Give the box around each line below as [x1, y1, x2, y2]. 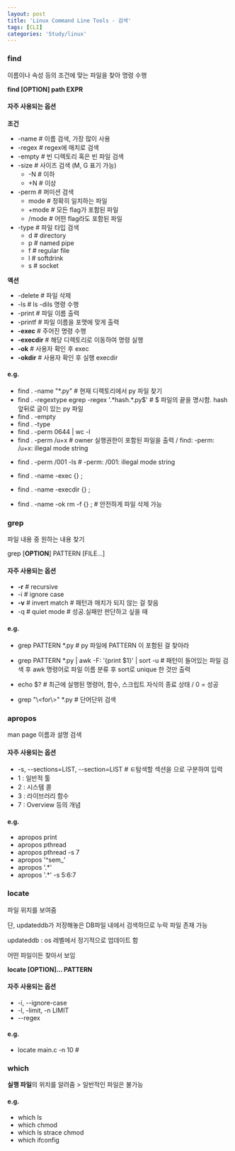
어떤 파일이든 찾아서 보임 [7, 951, 76, 959]
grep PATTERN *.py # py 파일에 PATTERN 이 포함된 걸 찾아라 [17, 641, 190, 649]
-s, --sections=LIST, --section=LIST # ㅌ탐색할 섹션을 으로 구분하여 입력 [17, 765, 223, 774]
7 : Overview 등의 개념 [17, 801, 81, 809]
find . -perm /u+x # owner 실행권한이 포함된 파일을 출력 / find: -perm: [17, 436, 214, 444]
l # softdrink [28, 254, 64, 262]
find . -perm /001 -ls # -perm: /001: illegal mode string [17, 458, 176, 466]
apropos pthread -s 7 [17, 848, 80, 857]
